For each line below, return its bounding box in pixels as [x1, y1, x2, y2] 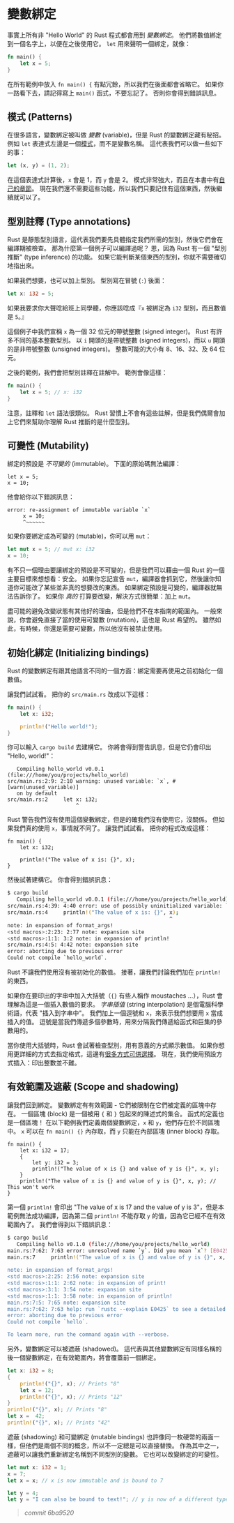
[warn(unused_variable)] [7, 784, 79, 791]
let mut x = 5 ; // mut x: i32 [7, 546, 95, 553]
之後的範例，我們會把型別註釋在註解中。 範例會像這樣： [7, 368, 168, 377]
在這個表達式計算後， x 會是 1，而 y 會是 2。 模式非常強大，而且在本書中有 [7, 176, 219, 184]
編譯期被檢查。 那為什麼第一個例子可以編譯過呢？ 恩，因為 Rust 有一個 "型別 [7, 244, 227, 253]
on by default [16, 790, 58, 797]
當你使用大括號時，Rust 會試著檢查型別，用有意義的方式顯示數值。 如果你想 [7, 1041, 225, 1050]
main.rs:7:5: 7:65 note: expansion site [7, 1299, 127, 1306]
